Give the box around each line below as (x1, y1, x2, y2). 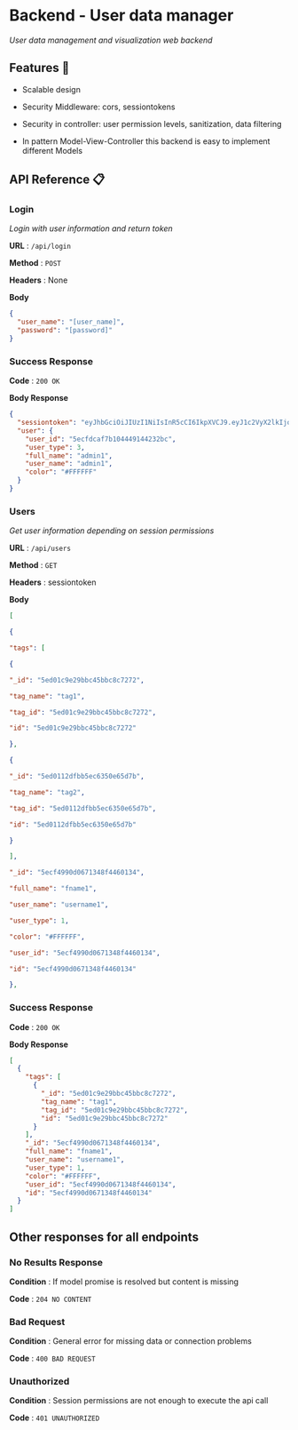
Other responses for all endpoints (9, 1229, 200, 1244)
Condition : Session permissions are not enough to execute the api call (9, 1395, 269, 1406)
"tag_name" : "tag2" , (9, 787, 86, 796)
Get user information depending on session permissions (9, 525, 215, 536)
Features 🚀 (9, 60, 70, 76)
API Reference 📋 (9, 172, 106, 188)
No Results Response (9, 1256, 104, 1268)
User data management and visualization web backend (9, 35, 213, 45)
